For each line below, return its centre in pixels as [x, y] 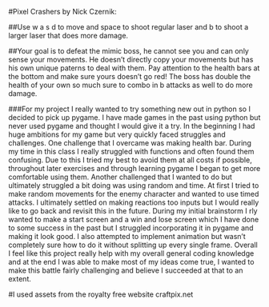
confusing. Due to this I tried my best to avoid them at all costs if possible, [130, 160]
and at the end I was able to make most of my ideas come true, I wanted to [131, 262]
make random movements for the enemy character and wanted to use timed [134, 194]
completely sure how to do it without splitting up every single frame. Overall [133, 245]
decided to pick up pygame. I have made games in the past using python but [134, 118]
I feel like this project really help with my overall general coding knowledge [131, 253]
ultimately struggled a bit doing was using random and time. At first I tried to [134, 185]
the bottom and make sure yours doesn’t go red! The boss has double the [129, 76]
